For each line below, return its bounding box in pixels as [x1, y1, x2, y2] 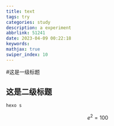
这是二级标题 [6, 87, 52, 97]
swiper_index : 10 [6, 52, 48, 57]
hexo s [6, 103, 22, 109]
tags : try [6, 14, 30, 20]
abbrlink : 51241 [6, 30, 45, 36]
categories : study [6, 19, 51, 25]
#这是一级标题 [6, 68, 40, 75]
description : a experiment [6, 24, 72, 31]
